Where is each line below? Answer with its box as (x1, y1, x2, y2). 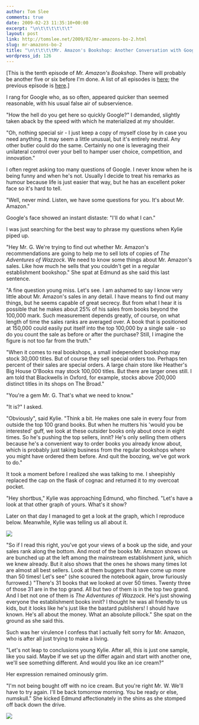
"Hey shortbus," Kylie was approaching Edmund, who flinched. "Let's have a (6, 494, 193, 502)
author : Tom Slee (6, 8, 49, 15)
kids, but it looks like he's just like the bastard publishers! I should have (6, 604, 179, 611)
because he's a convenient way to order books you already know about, (6, 440, 182, 447)
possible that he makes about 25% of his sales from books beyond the (6, 305, 179, 313)
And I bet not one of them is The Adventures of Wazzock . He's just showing (6, 592, 191, 599)
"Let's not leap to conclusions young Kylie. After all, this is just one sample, (6, 646, 190, 654)
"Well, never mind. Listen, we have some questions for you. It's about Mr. (6, 196, 185, 203)
